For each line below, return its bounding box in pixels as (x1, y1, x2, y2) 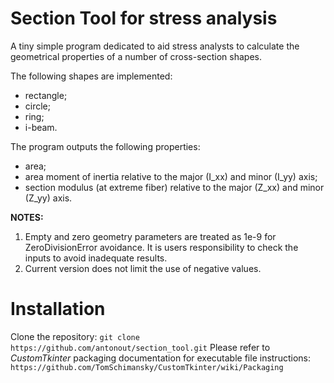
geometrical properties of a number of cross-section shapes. (10, 50, 263, 62)
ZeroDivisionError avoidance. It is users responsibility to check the (24, 241, 299, 253)
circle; (24, 100, 51, 112)
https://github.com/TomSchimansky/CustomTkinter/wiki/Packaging (10, 362, 284, 372)
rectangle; (24, 89, 68, 101)
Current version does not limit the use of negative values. (24, 262, 262, 274)
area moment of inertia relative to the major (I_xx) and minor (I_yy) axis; (24, 170, 318, 182)
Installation (10, 298, 106, 321)
